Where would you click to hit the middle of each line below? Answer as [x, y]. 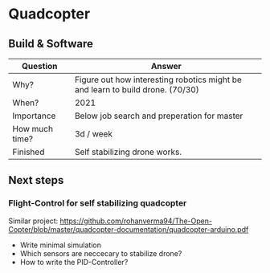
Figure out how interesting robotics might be [159, 79]
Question [39, 66]
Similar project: [33, 221]
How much [33, 129]
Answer [166, 66]
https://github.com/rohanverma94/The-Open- [136, 221]
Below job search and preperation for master [159, 116]
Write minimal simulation [61, 245]
